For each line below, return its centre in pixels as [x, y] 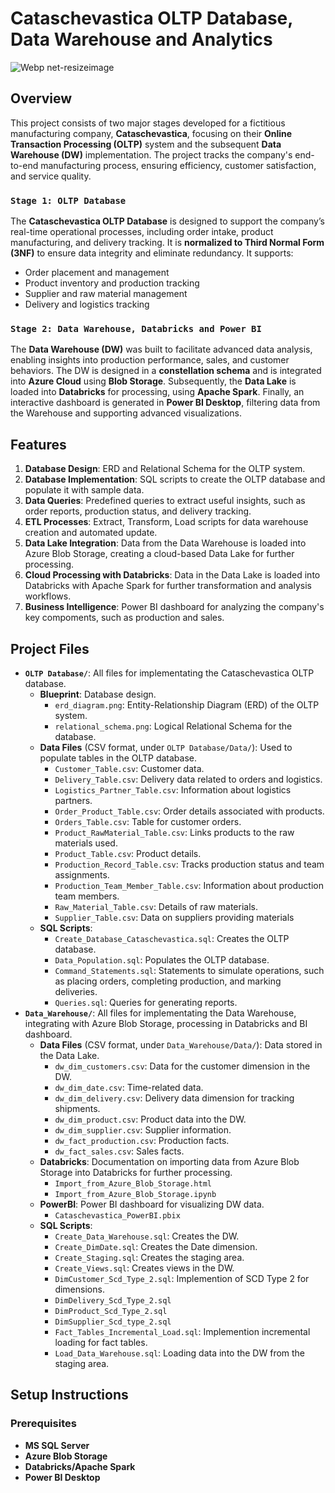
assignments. [82, 874]
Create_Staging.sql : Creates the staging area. [149, 1257]
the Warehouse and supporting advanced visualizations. [126, 413]
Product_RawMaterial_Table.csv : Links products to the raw [174, 832]
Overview [41, 98]
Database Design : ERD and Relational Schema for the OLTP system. [165, 469]
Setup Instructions [69, 1395]
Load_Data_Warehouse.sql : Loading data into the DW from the [180, 1353]
